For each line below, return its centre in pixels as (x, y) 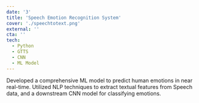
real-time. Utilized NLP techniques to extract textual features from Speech (99, 87)
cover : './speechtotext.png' (43, 23)
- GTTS (20, 52)
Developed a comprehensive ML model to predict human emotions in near (99, 80)
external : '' (23, 29)
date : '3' (19, 12)
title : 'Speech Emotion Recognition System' (64, 18)
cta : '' (16, 35)
